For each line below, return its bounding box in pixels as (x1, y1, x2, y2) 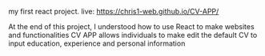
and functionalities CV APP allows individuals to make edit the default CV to (8, 31, 258, 39)
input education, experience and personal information (8, 39, 186, 48)
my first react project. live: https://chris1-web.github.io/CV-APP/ (8, 7, 219, 16)
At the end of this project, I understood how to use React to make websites (8, 22, 255, 31)
